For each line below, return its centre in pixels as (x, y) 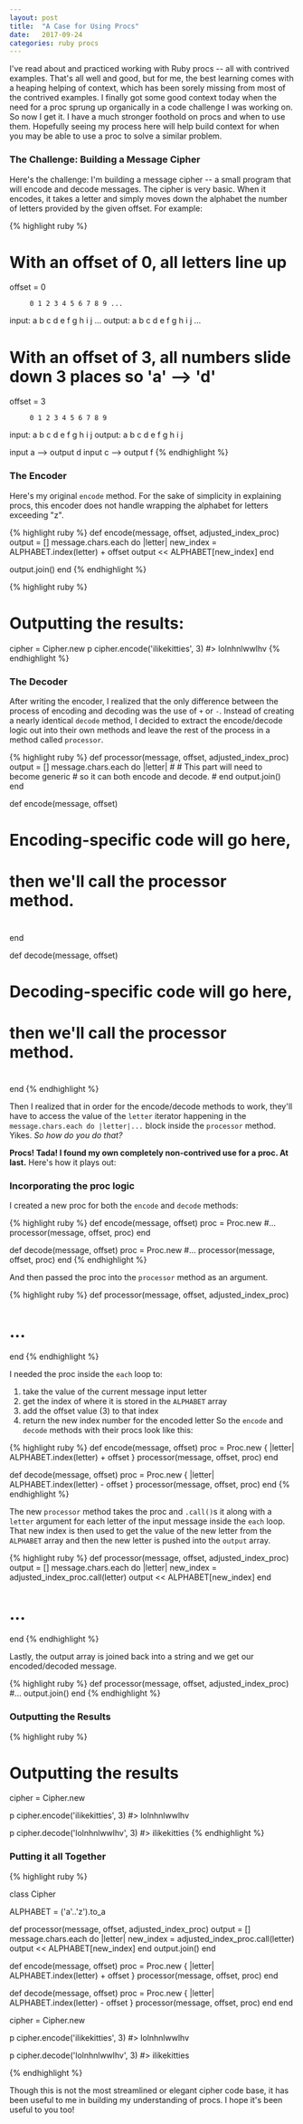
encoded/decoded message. (63, 1666)
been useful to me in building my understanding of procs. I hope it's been (146, 2100)
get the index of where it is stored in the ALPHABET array (125, 1402)
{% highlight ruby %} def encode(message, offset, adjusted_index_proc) (145, 532)
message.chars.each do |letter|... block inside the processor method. (142, 1126)
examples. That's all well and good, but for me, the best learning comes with (151, 79)
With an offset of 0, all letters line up (148, 262)
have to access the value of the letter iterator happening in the (128, 1116)
